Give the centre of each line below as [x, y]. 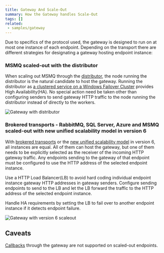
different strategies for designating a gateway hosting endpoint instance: [79, 53]
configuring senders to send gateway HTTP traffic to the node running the [81, 97]
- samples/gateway [26, 28]
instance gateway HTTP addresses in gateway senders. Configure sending [81, 183]
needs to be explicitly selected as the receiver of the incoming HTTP [75, 152]
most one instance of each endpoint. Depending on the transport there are [81, 47]
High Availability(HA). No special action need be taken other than [71, 92]
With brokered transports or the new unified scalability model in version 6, [80, 142]
